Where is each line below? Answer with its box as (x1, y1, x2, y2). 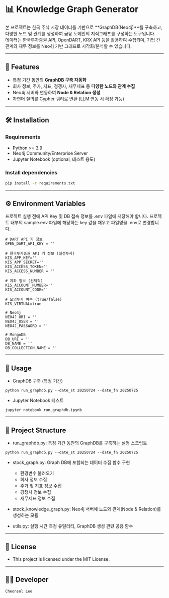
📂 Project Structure (5, 426, 66, 434)
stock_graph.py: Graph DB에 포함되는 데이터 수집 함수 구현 (12, 459, 130, 466)
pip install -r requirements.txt (5, 180, 75, 186)
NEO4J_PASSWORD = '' (5, 323, 49, 328)
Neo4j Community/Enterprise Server (12, 150, 88, 156)
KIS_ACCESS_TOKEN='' (5, 264, 49, 270)
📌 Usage (5, 364, 32, 372)
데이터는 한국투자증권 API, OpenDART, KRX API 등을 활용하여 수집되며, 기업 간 (5, 37, 160, 43)
